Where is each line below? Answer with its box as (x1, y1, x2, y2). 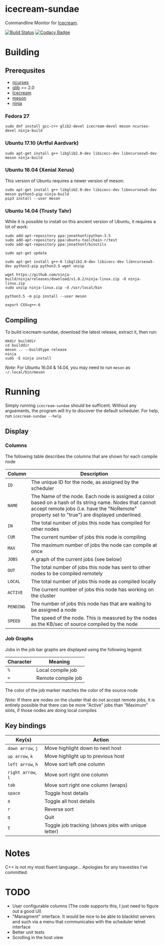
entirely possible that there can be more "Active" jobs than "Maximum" (5, 702, 148, 708)
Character (7, 658, 32, 665)
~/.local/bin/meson (5, 369, 45, 375)
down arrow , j (7, 745, 38, 751)
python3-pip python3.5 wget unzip (14, 264, 84, 269)
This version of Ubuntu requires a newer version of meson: (5, 178, 124, 184)
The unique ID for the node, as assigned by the (31, 478, 139, 485)
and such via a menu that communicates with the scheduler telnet (12, 918, 146, 924)
